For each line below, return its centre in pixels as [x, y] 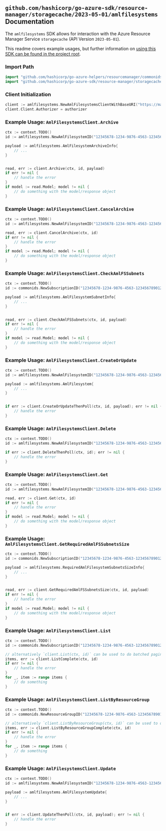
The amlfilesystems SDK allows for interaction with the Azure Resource [78, 34]
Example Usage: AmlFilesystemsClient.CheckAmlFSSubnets [75, 273]
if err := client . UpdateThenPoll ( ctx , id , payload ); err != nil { [75, 815]
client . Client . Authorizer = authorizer [46, 109]
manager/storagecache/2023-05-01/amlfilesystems [82, 15]
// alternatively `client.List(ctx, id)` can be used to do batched [77, 654]
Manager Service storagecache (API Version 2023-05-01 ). [63, 39]
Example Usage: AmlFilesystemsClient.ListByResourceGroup [77, 699]
